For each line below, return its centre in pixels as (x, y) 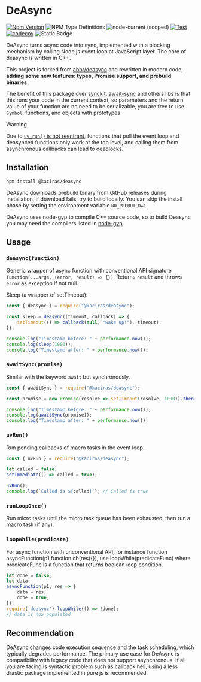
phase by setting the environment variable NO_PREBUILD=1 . (77, 205)
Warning (16, 124)
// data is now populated (38, 614)
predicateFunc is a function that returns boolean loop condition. (85, 565)
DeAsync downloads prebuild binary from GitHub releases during (86, 192)
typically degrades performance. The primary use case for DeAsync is (93, 654)
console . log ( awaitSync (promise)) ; (49, 415)
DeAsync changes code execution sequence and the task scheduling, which (100, 647)
